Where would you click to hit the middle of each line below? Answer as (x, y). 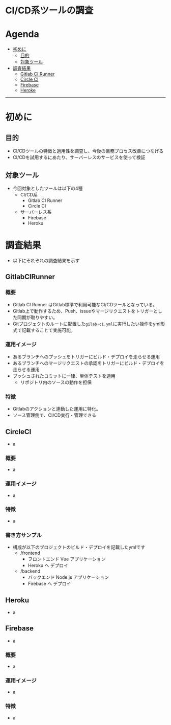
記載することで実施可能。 (48, 330)
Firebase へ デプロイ (49, 584)
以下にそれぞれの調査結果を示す (46, 260)
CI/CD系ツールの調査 (49, 10)
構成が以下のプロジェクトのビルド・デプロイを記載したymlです (79, 547)
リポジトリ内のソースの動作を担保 (56, 382)
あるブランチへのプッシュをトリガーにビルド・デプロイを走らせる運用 (86, 356)
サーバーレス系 (36, 212)
